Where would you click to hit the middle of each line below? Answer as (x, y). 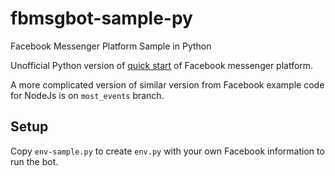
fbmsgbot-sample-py (101, 18)
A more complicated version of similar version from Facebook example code (167, 84)
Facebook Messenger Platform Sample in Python (111, 46)
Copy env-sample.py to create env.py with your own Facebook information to (167, 151)
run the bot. (34, 161)
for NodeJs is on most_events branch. (87, 95)
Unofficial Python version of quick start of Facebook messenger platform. (162, 65)
